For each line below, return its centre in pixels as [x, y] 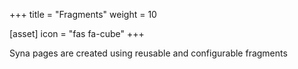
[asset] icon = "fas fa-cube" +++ [77, 33]
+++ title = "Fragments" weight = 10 [83, 14]
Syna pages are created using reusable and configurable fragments [148, 53]
